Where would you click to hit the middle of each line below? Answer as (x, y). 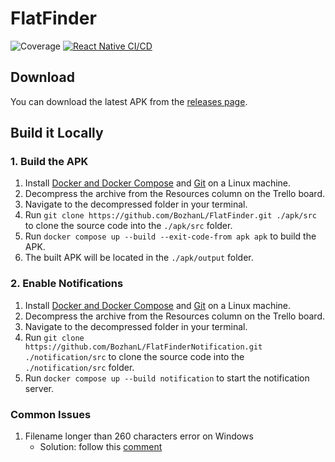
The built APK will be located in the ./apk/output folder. (139, 258)
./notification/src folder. (79, 367)
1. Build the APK (49, 162)
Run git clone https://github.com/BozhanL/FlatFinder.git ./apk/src (170, 215)
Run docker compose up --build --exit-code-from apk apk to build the (170, 236)
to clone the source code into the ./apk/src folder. (128, 226)
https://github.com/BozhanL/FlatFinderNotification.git (143, 347)
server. (39, 388)
